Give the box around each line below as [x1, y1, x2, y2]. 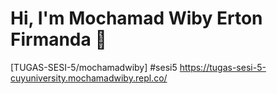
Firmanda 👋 [10, 28, 107, 51]
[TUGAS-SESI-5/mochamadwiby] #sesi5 [10, 61, 178, 73]
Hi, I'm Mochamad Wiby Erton [10, 7, 263, 30]
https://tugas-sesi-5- [179, 61, 267, 73]
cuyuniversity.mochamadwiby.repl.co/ [10, 72, 168, 84]
